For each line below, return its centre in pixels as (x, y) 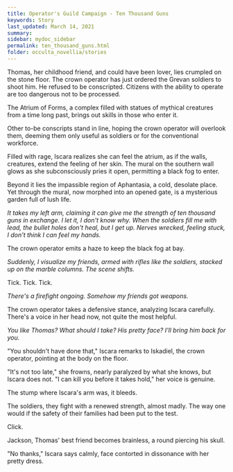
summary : (20, 33)
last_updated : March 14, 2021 (51, 26)
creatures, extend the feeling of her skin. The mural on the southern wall (111, 164)
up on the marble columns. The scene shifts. (71, 269)
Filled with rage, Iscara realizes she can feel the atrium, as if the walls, (107, 156)
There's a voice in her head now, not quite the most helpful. (92, 317)
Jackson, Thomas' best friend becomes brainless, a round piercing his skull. (116, 440)
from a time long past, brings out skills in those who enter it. (93, 114)
